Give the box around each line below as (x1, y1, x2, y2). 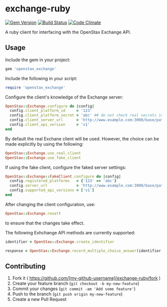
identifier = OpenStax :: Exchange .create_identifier (5, 239, 114, 244)
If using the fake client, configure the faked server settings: (5, 164, 127, 170)
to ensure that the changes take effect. (5, 220, 85, 226)
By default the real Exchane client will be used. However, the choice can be (5, 135, 159, 142)
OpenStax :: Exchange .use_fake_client (5, 155, 81, 160)
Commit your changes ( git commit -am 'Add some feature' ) (12, 286, 136, 292)
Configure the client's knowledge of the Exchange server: (5, 94, 123, 100)
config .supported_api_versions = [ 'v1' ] (9, 188, 94, 193)
